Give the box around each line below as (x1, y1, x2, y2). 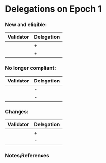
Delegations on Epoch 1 (5, 3, 102, 15)
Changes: (5, 108, 29, 115)
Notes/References (5, 152, 50, 159)
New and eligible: (5, 21, 47, 28)
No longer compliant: (5, 65, 56, 72)
